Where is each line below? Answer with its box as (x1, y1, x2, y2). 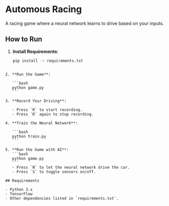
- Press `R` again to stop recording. (12, 111, 94, 117)
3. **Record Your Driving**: (5, 98, 67, 103)
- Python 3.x (5, 187, 33, 192)
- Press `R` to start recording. (12, 107, 82, 112)
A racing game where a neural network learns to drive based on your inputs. (5, 20, 164, 26)
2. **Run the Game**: (5, 72, 51, 77)
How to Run (5, 35, 43, 44)
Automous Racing (5, 4, 82, 15)
